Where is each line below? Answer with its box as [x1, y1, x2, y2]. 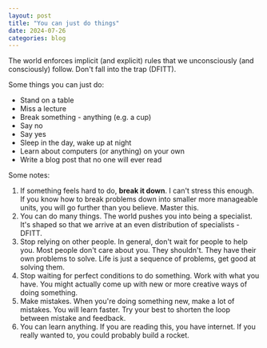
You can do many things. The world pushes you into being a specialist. [19, 211, 253, 221]
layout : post [8, 11, 52, 20]
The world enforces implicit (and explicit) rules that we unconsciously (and [8, 56, 254, 66]
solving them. [19, 262, 66, 272]
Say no [19, 121, 43, 130]
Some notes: [8, 170, 50, 180]
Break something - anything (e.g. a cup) [19, 113, 152, 122]
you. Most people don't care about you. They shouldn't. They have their [19, 246, 257, 255]
